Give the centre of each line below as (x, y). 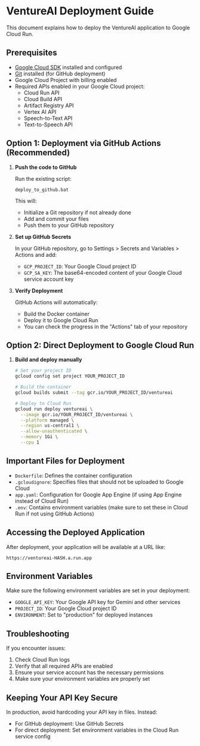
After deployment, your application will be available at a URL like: (86, 547)
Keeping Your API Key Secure (62, 698)
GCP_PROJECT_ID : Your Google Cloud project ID (80, 266)
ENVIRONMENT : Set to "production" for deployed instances (84, 615)
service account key (49, 279)
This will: (26, 201)
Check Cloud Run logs (42, 660)
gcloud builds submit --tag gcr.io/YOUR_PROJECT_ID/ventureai (94, 393)
